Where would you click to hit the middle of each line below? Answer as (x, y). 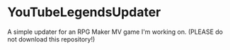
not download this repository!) (51, 39)
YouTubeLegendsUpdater (84, 12)
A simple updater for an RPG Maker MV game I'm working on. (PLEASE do (115, 32)
